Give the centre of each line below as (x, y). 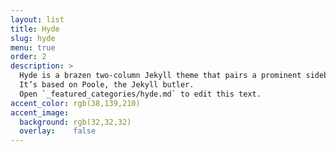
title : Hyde (35, 29)
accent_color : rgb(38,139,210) (75, 103)
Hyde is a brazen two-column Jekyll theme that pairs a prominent (160, 76)
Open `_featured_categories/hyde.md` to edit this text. (140, 94)
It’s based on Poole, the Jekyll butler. (107, 85)
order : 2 (28, 57)
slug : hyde (33, 38)
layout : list (37, 19)
